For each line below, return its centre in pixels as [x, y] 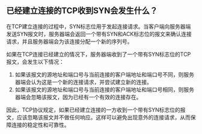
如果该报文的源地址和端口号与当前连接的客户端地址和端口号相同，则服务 [104, 90]
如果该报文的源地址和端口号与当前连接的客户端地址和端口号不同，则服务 [104, 75]
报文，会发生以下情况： [35, 61]
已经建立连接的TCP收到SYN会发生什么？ [82, 11]
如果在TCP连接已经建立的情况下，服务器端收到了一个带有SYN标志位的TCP [99, 54]
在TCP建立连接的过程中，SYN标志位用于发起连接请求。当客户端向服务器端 [99, 26]
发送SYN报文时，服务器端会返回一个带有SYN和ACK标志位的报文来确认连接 [99, 34]
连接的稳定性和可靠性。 [40, 124]
